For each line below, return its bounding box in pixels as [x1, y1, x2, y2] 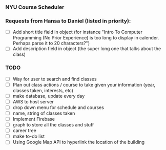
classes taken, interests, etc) [12, 87, 73, 93]
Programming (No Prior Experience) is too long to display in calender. [12, 35, 159, 41]
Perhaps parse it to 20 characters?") [12, 40, 90, 47]
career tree [12, 127, 37, 134]
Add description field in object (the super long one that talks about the [12, 46, 161, 52]
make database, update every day [12, 93, 85, 99]
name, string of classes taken [12, 110, 75, 116]
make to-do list [12, 133, 45, 139]
